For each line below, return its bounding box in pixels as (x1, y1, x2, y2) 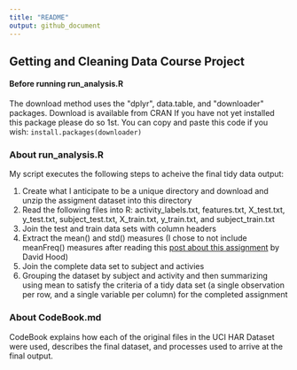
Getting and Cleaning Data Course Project (9, 54, 246, 69)
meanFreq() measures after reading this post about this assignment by (21, 243, 280, 253)
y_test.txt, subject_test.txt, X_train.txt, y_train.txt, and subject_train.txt (21, 214, 275, 225)
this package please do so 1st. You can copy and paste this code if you (9, 117, 269, 128)
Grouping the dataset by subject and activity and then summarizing (21, 271, 269, 281)
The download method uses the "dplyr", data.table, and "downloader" (9, 98, 264, 109)
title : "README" (9, 12, 69, 22)
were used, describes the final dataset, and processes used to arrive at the (9, 341, 284, 351)
